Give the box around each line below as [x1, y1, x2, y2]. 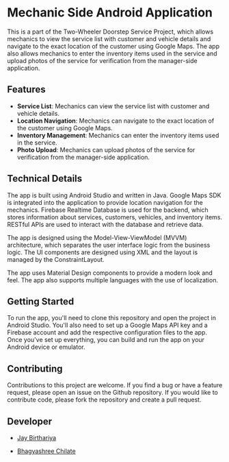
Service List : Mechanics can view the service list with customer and [16, 101, 210, 110]
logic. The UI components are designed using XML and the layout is [7, 248, 198, 256]
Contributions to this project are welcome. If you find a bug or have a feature [7, 381, 223, 389]
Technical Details [7, 173, 83, 184]
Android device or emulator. [7, 343, 85, 351]
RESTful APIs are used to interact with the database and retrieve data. [7, 220, 204, 228]
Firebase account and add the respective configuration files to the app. [7, 328, 207, 337]
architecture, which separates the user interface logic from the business [7, 241, 211, 249]
